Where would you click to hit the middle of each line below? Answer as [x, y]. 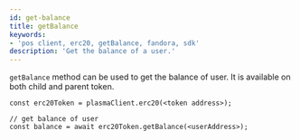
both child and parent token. [62, 87]
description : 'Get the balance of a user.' [93, 51]
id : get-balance [40, 18]
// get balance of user [54, 119]
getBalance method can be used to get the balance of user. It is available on [150, 77]
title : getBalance [44, 26]
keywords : [28, 34]
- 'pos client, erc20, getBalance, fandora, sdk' [105, 43]
